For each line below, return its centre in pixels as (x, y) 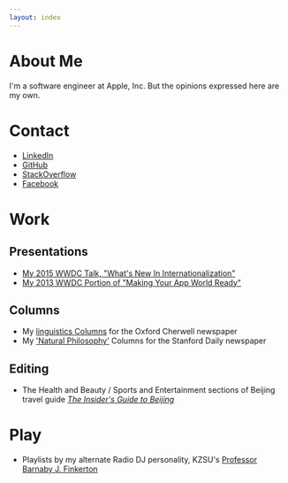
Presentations (49, 252)
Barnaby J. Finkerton (60, 469)
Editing (29, 368)
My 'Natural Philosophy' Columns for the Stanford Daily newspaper (144, 341)
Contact (39, 130)
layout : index (35, 17)
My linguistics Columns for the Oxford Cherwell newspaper (129, 332)
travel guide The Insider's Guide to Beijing (98, 400)
